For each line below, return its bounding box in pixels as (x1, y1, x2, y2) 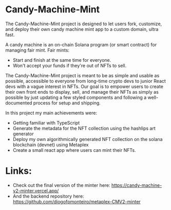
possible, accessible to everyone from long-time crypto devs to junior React (5, 78, 166, 84)
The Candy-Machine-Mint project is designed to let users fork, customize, (5, 21, 162, 27)
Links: (5, 165, 32, 177)
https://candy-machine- (111, 182, 162, 188)
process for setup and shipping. (33, 99, 101, 106)
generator (12, 130, 34, 137)
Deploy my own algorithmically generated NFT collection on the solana (12, 136, 163, 142)
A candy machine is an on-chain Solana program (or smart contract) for (5, 41, 157, 47)
